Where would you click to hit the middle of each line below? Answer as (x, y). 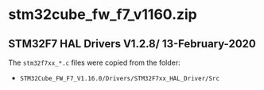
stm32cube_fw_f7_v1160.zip (103, 15)
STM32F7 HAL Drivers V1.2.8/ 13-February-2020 (132, 44)
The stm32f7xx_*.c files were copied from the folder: (94, 62)
